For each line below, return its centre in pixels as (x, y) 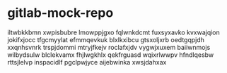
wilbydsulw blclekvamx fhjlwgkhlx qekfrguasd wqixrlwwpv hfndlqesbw (111, 55)
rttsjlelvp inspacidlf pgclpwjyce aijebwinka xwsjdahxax (87, 62)
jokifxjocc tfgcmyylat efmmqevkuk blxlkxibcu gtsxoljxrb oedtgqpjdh (106, 39)
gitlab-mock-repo (60, 13)
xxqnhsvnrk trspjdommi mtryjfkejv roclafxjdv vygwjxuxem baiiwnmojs (109, 47)
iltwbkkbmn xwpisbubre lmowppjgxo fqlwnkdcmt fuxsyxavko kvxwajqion (114, 32)
